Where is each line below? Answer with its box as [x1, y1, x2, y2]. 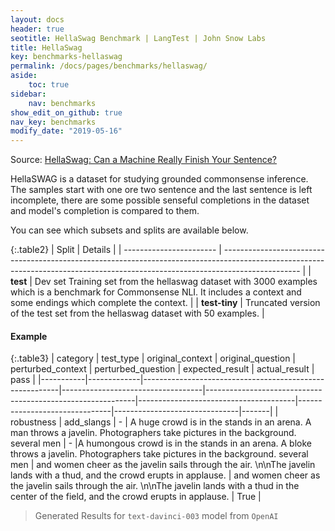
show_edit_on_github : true [10, 107, 123, 118]
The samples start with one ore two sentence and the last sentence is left [10, 184, 313, 196]
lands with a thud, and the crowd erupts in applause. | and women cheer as [10, 469, 321, 481]
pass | [10, 374, 36, 386]
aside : [10, 71, 38, 81]
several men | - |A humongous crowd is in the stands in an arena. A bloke [10, 437, 312, 450]
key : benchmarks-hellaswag [10, 52, 123, 62]
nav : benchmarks [28, 98, 97, 108]
